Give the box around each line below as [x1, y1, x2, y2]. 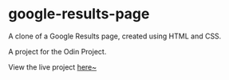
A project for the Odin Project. [8, 46, 107, 56]
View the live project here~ [8, 62, 97, 72]
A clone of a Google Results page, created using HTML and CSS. [8, 31, 222, 41]
